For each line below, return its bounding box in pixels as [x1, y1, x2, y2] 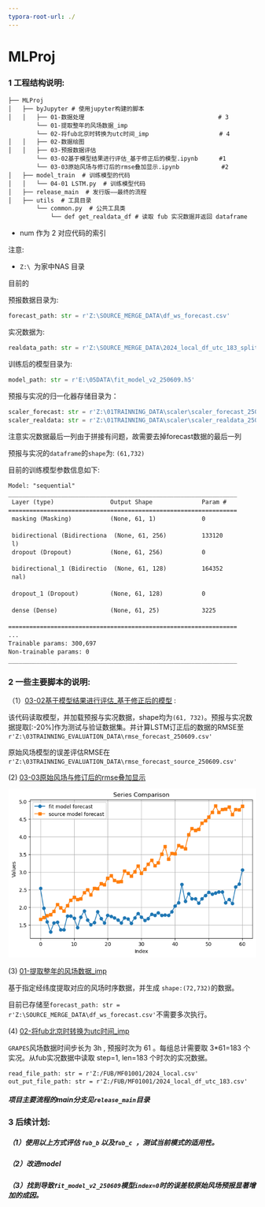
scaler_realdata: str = [8, 416, 86, 424]
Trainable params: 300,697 [8, 639, 97, 648]
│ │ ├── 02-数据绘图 [8, 138, 85, 146]
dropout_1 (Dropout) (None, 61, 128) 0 [11, 590, 206, 598]
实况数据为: [8, 327, 46, 337]
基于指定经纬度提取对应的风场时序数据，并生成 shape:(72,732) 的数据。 [8, 982, 239, 993]
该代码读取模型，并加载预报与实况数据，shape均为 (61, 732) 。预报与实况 [8, 713, 246, 722]
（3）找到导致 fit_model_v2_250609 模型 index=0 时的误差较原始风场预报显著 [8, 1180, 249, 1190]
